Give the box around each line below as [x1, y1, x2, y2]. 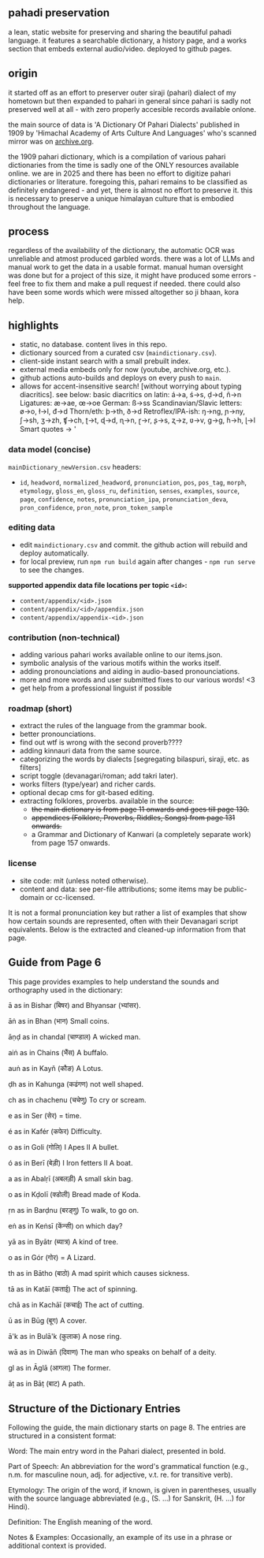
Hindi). [8, 1502, 30, 1512]
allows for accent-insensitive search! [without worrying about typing [19, 381, 242, 391]
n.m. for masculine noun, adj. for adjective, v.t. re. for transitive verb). [8, 1470, 233, 1480]
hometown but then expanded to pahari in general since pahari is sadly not [8, 96, 251, 106]
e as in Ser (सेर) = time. [8, 1110, 82, 1120]
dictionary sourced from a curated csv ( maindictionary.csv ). [19, 348, 217, 358]
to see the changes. [19, 565, 84, 574]
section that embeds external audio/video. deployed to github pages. [8, 43, 232, 54]
